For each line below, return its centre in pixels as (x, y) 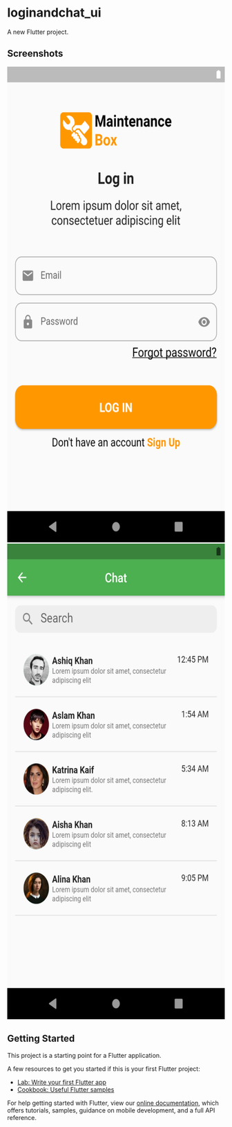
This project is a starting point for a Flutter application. (84, 1055)
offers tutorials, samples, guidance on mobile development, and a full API (111, 1110)
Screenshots (35, 54)
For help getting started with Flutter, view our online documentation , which (113, 1103)
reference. (22, 1117)
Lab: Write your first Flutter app (62, 1082)
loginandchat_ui (54, 13)
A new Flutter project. (38, 32)
